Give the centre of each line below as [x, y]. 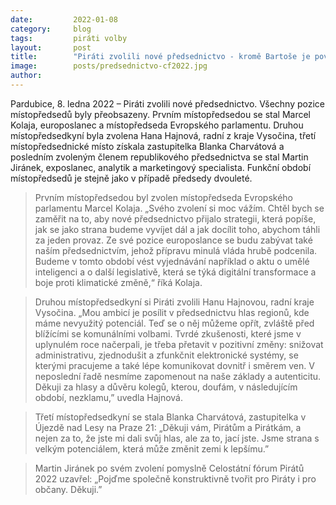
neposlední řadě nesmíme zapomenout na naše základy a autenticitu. [178, 376]
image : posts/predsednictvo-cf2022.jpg [109, 66]
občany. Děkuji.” [68, 489]
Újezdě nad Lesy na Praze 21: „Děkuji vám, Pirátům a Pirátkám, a [168, 427]
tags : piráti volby [69, 38]
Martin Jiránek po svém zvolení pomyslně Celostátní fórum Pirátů [169, 468]
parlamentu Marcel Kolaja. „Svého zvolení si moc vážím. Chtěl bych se [179, 208]
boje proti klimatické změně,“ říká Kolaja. [118, 282]
